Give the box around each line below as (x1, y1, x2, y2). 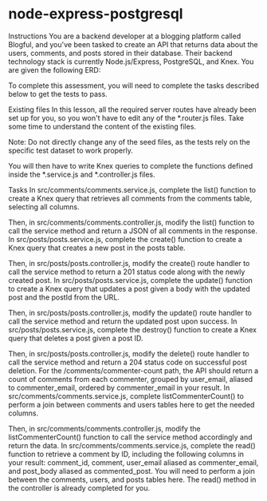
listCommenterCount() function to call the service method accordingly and (8, 432, 253, 442)
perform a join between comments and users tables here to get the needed (8, 400, 255, 409)
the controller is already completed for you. (8, 483, 150, 492)
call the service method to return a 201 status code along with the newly (8, 267, 245, 276)
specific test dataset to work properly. (8, 145, 134, 155)
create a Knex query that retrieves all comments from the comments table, (8, 193, 253, 203)
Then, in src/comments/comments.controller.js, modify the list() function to (8, 217, 255, 227)
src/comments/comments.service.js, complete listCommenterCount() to (8, 391, 245, 400)
